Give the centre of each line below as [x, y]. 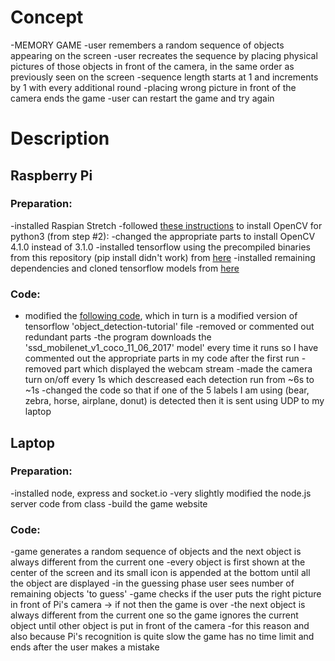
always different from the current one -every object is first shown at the [158, 562]
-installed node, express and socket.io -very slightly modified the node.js [161, 493]
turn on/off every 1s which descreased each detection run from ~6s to [169, 380]
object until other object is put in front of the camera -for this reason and [160, 626]
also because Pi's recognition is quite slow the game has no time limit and [162, 637]
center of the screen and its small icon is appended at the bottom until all [160, 573]
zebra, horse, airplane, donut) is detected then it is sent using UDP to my [174, 401]
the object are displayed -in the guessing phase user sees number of [152, 583]
